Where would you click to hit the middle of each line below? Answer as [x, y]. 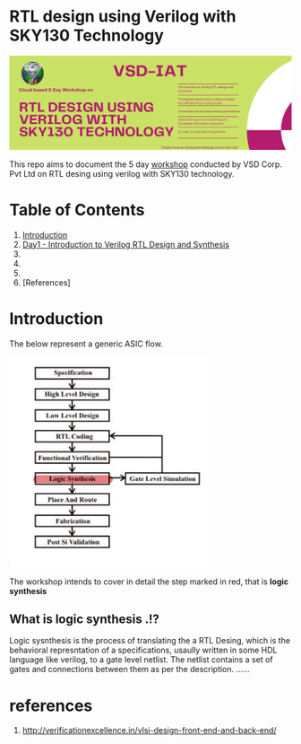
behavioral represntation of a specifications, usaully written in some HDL [143, 650]
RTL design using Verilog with [123, 17]
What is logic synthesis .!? [84, 620]
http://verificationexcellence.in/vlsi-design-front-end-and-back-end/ [149, 731]
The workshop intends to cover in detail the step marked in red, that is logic [149, 582]
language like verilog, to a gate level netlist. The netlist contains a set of [141, 660]
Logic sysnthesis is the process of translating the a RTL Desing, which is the [150, 641]
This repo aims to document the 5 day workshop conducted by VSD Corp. [146, 164]
